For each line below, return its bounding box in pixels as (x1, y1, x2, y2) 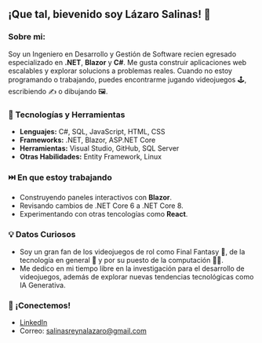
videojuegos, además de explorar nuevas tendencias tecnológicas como (19, 272, 254, 281)
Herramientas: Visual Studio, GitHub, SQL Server (19, 143, 180, 153)
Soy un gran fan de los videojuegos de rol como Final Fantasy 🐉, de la (19, 246, 246, 256)
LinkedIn (19, 317, 48, 327)
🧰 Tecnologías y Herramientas (8, 109, 126, 120)
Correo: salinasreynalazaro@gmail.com (19, 326, 147, 335)
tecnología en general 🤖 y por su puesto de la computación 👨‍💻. (19, 255, 224, 265)
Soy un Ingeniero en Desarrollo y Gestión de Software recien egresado (8, 49, 237, 59)
